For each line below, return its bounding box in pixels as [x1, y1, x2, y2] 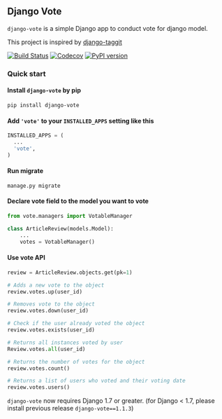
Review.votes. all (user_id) [7, 345, 86, 352]
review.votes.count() [7, 364, 71, 372]
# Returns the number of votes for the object [7, 358, 145, 365]
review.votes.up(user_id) [7, 288, 82, 295]
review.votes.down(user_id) [7, 308, 89, 315]
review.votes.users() [7, 384, 71, 391]
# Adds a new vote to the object [7, 282, 105, 289]
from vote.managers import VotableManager [7, 213, 133, 220]
